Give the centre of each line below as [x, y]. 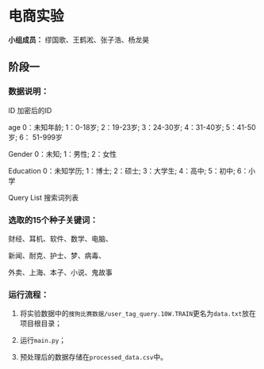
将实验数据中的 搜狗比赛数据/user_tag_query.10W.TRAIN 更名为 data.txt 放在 [138, 314]
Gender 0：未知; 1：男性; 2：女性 [63, 154]
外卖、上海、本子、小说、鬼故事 [60, 272]
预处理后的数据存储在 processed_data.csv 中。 [94, 357]
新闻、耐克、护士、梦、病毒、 [57, 255]
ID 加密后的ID [30, 110]
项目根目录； [40, 323]
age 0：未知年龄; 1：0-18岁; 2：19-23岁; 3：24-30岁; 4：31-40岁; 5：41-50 [132, 127]
